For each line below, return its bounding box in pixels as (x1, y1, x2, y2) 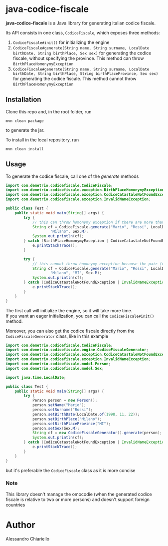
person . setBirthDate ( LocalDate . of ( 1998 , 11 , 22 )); (32, 412, 140, 417)
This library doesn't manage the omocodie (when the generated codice (5, 491, 152, 497)
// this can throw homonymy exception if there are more (32, 220, 154, 225)
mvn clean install (5, 146, 44, 151)
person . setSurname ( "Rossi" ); (32, 407, 93, 413)
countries (5, 502, 25, 508)
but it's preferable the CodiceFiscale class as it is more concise (5, 467, 136, 473)
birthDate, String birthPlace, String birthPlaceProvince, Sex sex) (12, 71, 159, 76)
